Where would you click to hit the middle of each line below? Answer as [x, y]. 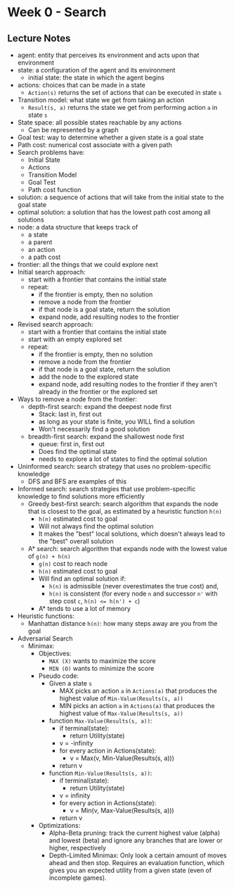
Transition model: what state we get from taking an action [101, 100]
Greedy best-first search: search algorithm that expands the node [123, 504]
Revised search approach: [55, 324]
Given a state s [71, 683]
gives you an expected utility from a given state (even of [130, 870]
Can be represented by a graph [73, 130]
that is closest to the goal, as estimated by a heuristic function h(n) [125, 511]
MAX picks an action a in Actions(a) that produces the [138, 691]
